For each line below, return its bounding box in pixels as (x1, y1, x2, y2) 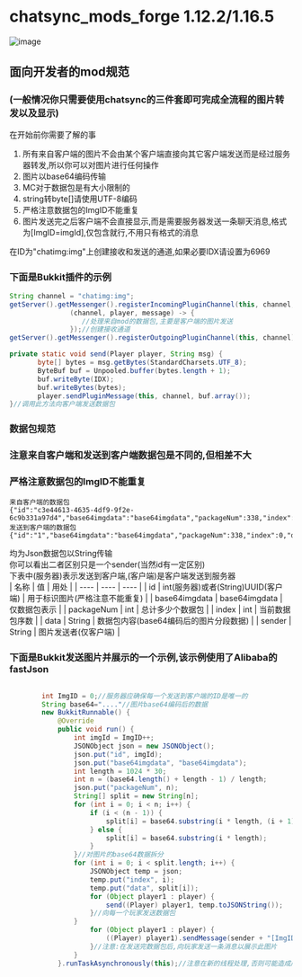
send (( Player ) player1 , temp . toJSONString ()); (105, 901, 283, 910)
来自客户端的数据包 (9, 498, 70, 507)
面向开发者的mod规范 (9, 65, 130, 80)
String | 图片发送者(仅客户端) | (9, 626, 120, 637)
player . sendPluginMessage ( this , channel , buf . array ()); (37, 391, 252, 401)
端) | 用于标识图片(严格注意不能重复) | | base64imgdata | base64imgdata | (9, 593, 283, 604)
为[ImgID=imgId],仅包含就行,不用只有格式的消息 (22, 226, 200, 237)
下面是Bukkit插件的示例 (9, 271, 112, 283)
